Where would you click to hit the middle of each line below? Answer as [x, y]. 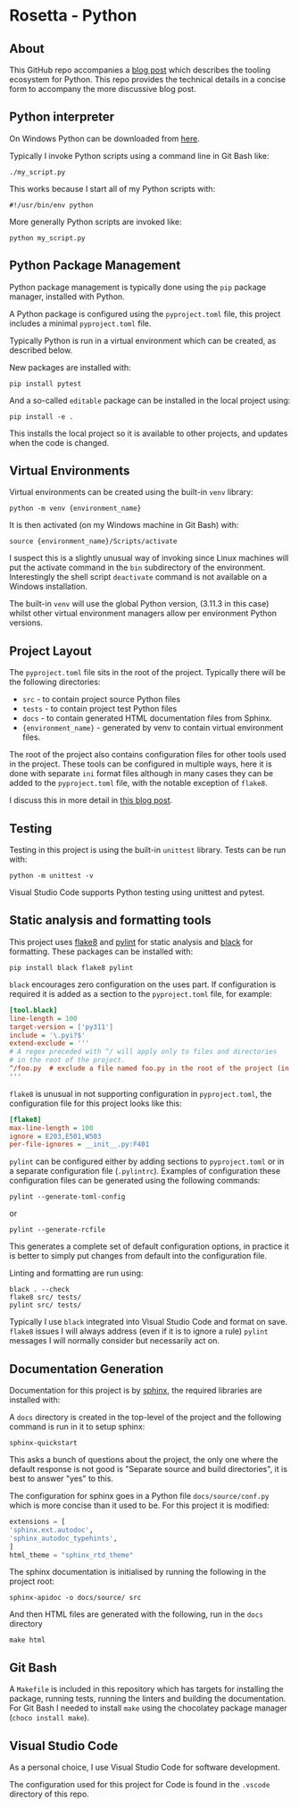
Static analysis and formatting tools [110, 921]
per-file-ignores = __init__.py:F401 [79, 1144]
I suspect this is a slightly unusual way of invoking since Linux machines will [149, 558]
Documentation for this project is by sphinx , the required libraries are [136, 1391]
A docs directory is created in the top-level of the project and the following [145, 1418]
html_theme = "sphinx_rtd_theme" [71, 1555]
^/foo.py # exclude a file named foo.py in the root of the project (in [149, 1068]
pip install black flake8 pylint [71, 967]
